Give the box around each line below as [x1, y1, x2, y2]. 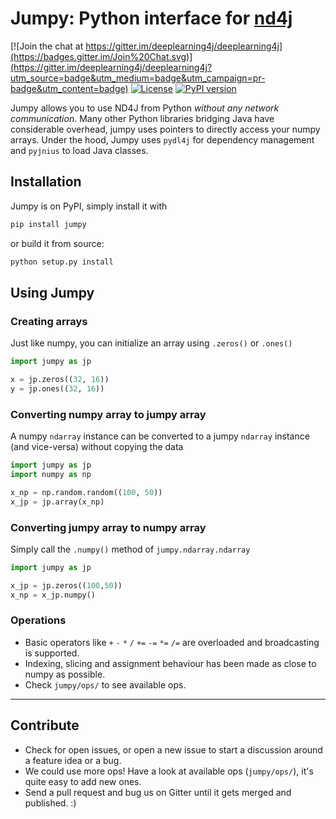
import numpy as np [10, 469, 92, 479]
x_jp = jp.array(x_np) [10, 497, 105, 507]
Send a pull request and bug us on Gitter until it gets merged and [24, 786, 292, 798]
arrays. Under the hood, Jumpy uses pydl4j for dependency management [10, 133, 315, 146]
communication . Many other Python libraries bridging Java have [10, 112, 275, 124]
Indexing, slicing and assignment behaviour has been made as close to [24, 657, 317, 669]
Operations [10, 613, 67, 627]
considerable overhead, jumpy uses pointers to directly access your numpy [10, 123, 321, 135]
